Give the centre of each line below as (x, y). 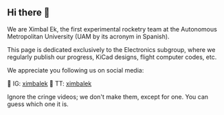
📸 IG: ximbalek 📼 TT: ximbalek (49, 84)
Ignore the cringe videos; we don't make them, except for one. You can (108, 97)
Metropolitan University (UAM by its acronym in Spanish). (88, 36)
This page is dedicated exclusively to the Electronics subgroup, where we (111, 49)
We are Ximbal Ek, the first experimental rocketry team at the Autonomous (112, 29)
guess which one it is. (38, 104)
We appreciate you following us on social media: (76, 70)
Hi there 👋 (29, 13)
